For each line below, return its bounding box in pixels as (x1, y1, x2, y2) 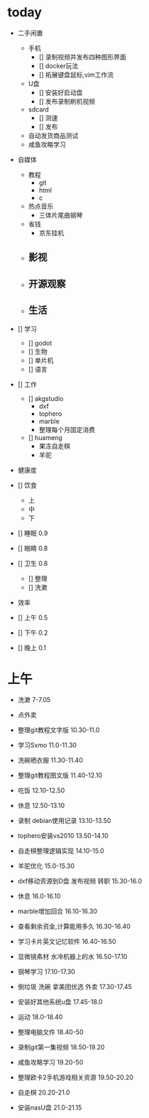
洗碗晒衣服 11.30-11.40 (17, 756, 83, 765)
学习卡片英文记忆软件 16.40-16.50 (17, 937, 116, 946)
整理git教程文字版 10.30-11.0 (17, 726, 100, 734)
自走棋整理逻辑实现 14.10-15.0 (17, 846, 104, 855)
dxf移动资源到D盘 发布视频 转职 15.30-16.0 (17, 877, 142, 886)
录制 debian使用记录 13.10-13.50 (17, 817, 111, 825)
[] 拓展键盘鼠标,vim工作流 (38, 70, 114, 79)
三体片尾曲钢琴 (38, 210, 83, 219)
